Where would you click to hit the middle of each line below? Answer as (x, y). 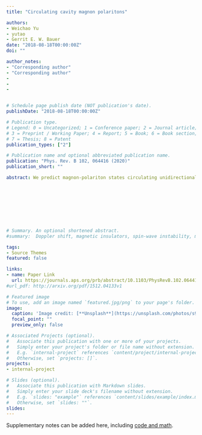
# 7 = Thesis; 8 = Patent (38, 139)
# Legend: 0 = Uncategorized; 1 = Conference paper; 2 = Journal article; (102, 128)
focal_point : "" (32, 319)
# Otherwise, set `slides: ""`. (50, 402)
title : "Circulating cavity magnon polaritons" (67, 12)
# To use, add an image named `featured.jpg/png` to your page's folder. (101, 302)
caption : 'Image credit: (43, 314)
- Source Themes (26, 253)
